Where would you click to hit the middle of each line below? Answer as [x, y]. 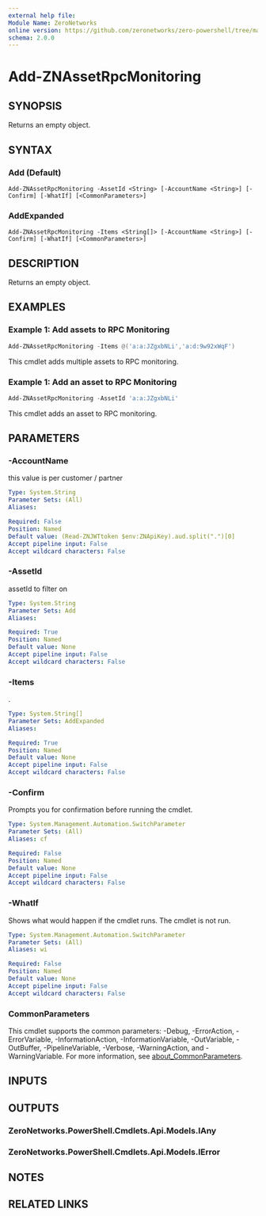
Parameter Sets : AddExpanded [56, 721]
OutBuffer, [25, 1047]
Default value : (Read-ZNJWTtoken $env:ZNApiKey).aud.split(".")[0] [122, 536]
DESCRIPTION [44, 263]
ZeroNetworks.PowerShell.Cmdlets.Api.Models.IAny [112, 1130]
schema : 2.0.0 [32, 38]
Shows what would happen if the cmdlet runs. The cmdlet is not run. [120, 921]
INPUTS [28, 1081]
